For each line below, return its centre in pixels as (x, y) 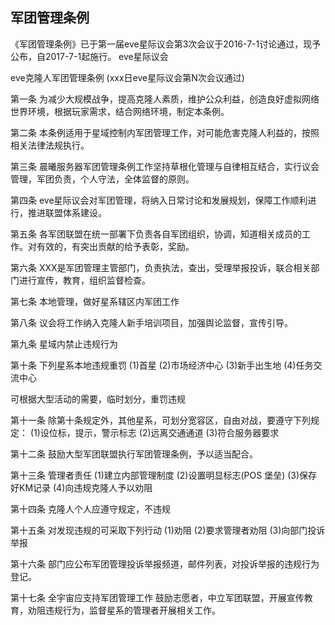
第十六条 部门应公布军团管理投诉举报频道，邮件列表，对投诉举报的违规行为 (165, 564)
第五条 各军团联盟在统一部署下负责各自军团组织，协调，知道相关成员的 (156, 234)
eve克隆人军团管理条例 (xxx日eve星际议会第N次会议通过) (127, 77)
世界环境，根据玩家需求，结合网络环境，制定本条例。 (120, 111)
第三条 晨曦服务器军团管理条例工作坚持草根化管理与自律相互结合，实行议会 (165, 166)
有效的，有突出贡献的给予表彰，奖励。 (115, 246)
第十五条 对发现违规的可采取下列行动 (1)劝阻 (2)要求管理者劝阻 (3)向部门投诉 (168, 530)
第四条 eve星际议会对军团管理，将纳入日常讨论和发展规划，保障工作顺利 (159, 200)
